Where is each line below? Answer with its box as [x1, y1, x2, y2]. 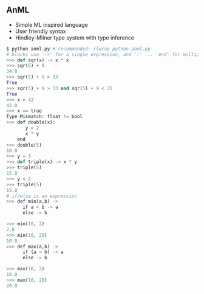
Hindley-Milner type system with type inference [15, 33, 135, 41]
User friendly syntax [15, 27, 66, 35]
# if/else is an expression [6, 193, 78, 199]
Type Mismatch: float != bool [6, 114, 83, 120]
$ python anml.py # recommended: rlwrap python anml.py [6, 46, 151, 52]
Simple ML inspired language [15, 21, 88, 28]
